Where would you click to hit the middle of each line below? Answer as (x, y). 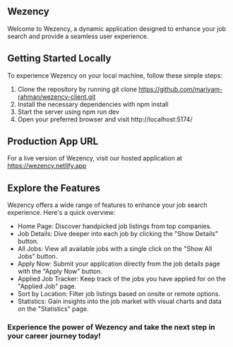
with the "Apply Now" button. (60, 271)
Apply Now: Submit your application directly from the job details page (119, 264)
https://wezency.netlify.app (47, 166)
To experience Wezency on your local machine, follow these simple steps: (115, 75)
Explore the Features (54, 188)
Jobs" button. (37, 257)
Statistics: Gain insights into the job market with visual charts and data (120, 301)
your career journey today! (54, 336)
